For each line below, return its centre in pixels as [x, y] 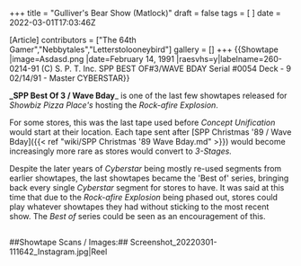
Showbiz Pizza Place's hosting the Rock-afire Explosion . [114, 105]
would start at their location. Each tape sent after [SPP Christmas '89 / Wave [150, 132]
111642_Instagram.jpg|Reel [58, 252]
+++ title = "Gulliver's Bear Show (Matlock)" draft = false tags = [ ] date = [145, 13]
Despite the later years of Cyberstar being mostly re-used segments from [146, 168]
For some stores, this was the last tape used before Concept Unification [142, 122]
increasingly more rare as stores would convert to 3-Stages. [120, 151]
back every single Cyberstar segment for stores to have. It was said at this [147, 187]
